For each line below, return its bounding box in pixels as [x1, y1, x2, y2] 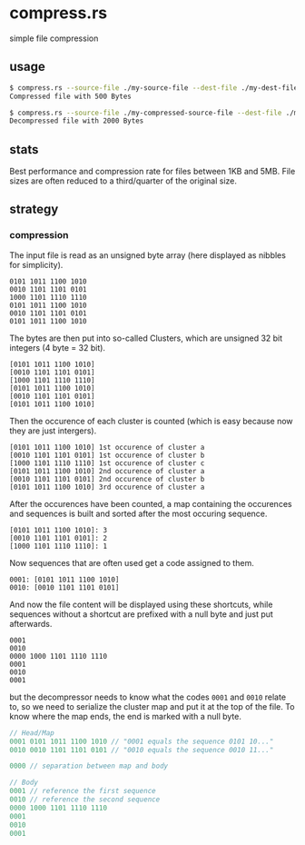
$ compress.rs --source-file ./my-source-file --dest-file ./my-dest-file [9, 83, 299, 93]
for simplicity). [9, 259, 64, 270]
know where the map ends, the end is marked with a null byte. [9, 711, 242, 721]
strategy [9, 202, 59, 217]
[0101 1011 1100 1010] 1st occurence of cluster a [9, 442, 205, 452]
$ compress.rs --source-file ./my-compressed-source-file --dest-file [9, 108, 282, 117]
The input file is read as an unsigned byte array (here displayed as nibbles [9, 249, 286, 261]
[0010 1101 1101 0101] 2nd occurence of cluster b [9, 474, 205, 483]
